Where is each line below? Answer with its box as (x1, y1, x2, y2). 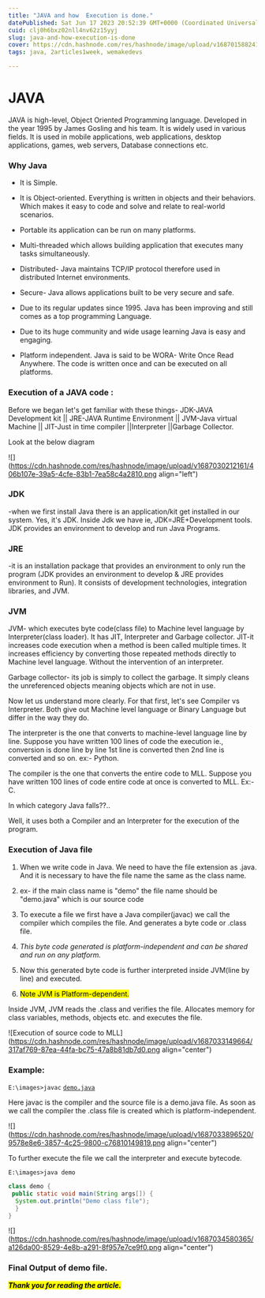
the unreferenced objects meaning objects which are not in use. (8, 681, 216, 690)
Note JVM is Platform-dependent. (19, 989, 130, 998)
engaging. (19, 335, 53, 345)
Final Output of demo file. (8, 1262, 108, 1274)
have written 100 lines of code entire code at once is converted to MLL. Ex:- (8, 777, 255, 787)
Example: (8, 1064, 45, 1075)
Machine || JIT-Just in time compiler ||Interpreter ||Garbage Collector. (8, 421, 234, 431)
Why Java (8, 159, 47, 170)
